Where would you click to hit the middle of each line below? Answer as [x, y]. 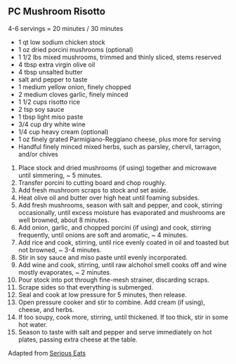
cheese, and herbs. [46, 309]
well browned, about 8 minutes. [64, 220]
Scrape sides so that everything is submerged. [86, 287]
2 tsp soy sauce [41, 109]
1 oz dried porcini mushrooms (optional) [76, 49]
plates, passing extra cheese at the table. [78, 339]
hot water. [33, 324]
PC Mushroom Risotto [57, 12]
